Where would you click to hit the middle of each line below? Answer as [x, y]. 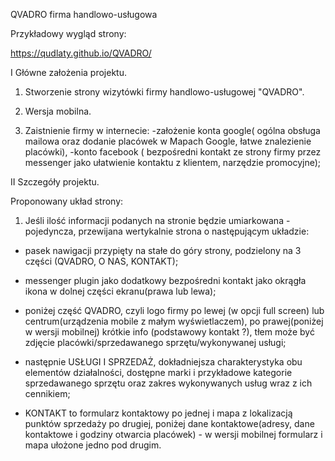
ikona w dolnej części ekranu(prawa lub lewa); [120, 291]
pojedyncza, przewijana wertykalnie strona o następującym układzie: [167, 231]
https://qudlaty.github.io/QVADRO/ [81, 53]
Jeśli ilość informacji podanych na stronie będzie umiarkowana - [157, 220]
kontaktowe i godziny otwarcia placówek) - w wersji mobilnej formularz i [173, 434]
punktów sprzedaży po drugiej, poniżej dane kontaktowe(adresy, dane [169, 423]
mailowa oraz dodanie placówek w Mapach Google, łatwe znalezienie [168, 141]
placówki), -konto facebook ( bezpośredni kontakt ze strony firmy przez [173, 152]
